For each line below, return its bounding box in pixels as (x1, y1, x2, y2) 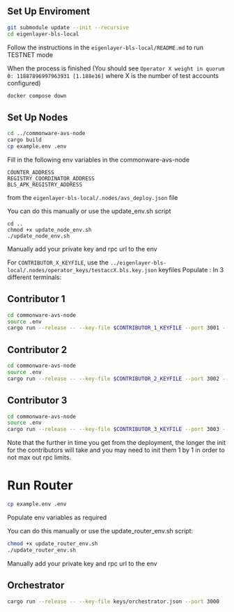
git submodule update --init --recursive (7, 24, 130, 31)
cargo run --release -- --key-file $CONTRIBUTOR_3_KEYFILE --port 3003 (7, 426, 219, 433)
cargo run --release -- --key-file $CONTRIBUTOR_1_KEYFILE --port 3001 (7, 324, 219, 331)
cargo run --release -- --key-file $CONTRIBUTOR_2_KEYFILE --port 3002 (7, 375, 219, 382)
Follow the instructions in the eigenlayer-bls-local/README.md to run (7, 43, 204, 52)
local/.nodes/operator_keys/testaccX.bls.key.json (7, 267, 157, 274)
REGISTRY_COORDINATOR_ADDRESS (7, 175, 95, 182)
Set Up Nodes (7, 111, 68, 123)
